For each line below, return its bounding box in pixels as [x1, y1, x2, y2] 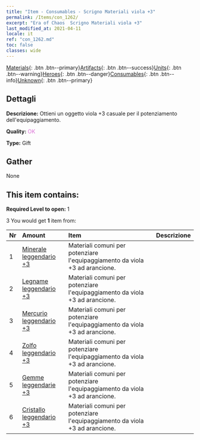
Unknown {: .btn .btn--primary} [17, 76, 93, 84]
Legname [21, 277, 49, 285]
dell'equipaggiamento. [6, 116, 61, 123]
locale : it [6, 31, 33, 37]
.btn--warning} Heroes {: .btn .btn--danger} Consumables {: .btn [6, 70, 159, 78]
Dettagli [6, 94, 36, 104]
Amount [21, 231, 46, 239]
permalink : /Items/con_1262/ [6, 14, 79, 20]
